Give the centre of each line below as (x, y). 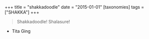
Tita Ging (21, 31)
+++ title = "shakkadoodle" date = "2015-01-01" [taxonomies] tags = (74, 7)
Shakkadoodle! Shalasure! (43, 22)
